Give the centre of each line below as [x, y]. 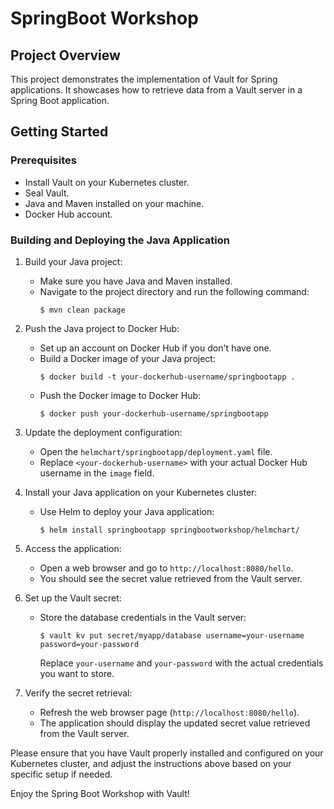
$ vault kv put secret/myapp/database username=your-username [172, 635]
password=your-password [89, 644]
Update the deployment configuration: [103, 432]
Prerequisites [43, 160]
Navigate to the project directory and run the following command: [174, 291]
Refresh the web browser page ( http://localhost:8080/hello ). [169, 712]
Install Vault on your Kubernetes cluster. [107, 182]
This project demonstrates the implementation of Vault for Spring [144, 79]
